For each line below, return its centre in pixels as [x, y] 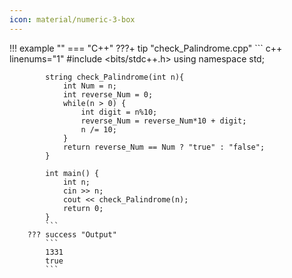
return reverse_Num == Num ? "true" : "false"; [164, 147]
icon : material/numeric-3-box [72, 19]
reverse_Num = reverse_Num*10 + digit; [163, 121]
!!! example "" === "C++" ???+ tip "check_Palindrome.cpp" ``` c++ [146, 48]
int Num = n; [89, 86]
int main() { [72, 173]
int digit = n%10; [119, 112]
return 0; [83, 208]
